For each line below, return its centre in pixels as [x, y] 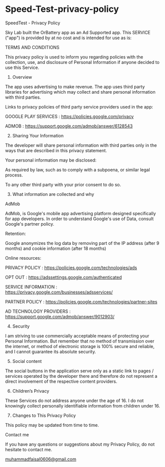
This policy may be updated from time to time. [52, 425]
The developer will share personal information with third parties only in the [81, 145]
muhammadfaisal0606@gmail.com [41, 459]
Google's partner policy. [30, 224]
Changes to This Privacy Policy [44, 415]
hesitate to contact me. [29, 449]
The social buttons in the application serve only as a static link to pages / [80, 371]
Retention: [16, 233]
